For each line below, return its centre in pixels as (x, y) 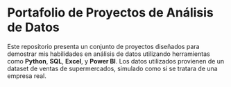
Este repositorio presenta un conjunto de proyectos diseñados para (103, 46)
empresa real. (27, 76)
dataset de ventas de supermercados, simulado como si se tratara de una (112, 68)
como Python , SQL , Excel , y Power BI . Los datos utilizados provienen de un (116, 61)
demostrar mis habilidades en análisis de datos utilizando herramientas (109, 54)
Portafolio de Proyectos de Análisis (110, 13)
